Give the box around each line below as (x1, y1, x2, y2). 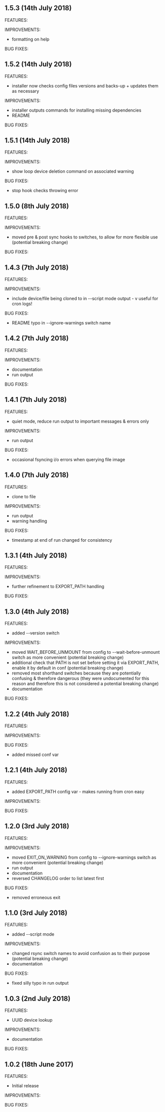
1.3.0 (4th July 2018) (4, 607, 69, 616)
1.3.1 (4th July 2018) (4, 551, 67, 559)
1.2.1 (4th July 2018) (4, 766, 67, 774)
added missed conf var (11, 752, 59, 757)
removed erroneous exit (11, 894, 61, 900)
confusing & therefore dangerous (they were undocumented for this (11, 675, 150, 681)
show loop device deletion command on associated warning (11, 168, 134, 174)
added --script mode (11, 931, 55, 937)
